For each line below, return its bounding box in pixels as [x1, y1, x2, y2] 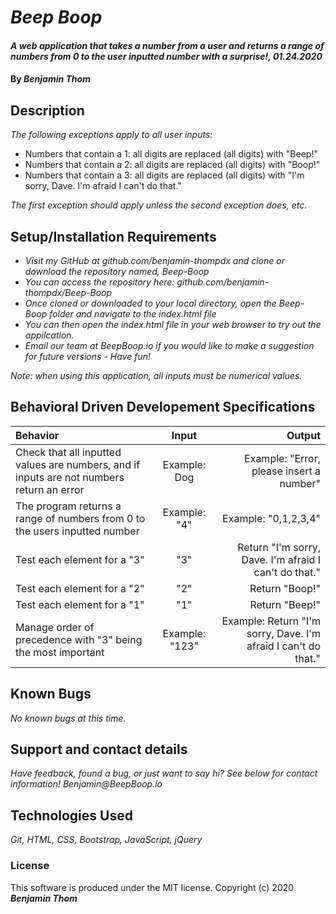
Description [10, 102, 85, 119]
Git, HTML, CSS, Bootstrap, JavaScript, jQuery [10, 834, 203, 846]
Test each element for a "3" [15, 552, 145, 566]
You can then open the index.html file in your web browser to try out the [24, 319, 322, 330]
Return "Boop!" [249, 581, 321, 595]
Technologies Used [10, 807, 133, 824]
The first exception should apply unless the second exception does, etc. [10, 199, 308, 211]
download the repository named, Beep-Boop [24, 266, 210, 277]
